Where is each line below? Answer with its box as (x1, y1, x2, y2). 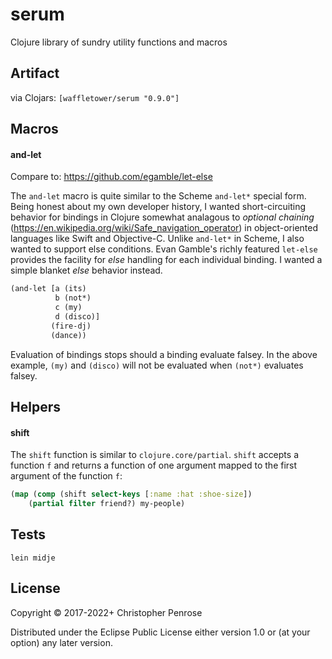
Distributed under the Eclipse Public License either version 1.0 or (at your (10, 626, 311, 638)
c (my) (54, 303, 83, 313)
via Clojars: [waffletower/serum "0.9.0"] (10, 91, 180, 103)
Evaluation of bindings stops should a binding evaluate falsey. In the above (10, 348, 318, 360)
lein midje (10, 553, 56, 563)
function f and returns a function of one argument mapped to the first (10, 459, 298, 472)
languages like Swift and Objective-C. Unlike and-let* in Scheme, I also (10, 233, 305, 245)
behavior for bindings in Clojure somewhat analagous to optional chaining (10, 211, 315, 223)
